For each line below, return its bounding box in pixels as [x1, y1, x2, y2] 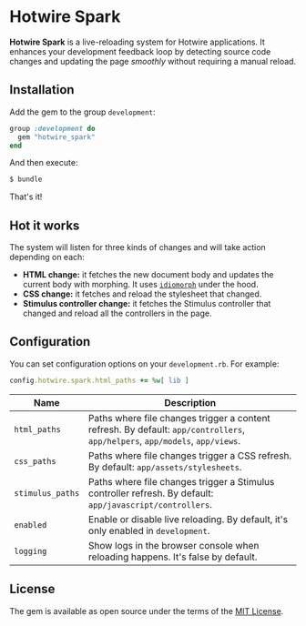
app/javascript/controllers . [87, 498, 212, 510]
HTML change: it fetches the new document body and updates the [22, 269, 274, 280]
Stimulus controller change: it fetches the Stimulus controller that [22, 298, 271, 309]
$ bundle [9, 175, 43, 184]
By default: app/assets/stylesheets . [87, 460, 242, 473]
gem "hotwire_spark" [17, 132, 96, 142]
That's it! [9, 191, 43, 202]
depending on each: [9, 252, 85, 263]
